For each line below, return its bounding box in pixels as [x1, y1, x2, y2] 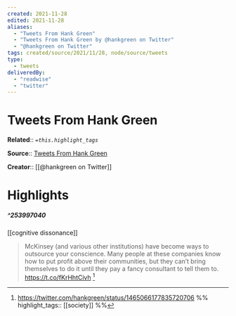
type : [7, 56, 23, 63]
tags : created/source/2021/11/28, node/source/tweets [7, 50, 169, 57]
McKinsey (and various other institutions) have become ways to [24, 242, 209, 251]
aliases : [7, 23, 33, 30]
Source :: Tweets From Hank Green [7, 149, 107, 158]
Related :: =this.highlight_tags [7, 136, 98, 144]
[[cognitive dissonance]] [7, 229, 79, 237]
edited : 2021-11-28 [7, 17, 65, 24]
